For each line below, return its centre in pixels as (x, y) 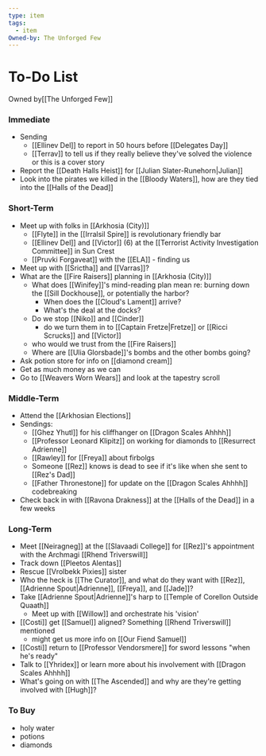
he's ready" (39, 656)
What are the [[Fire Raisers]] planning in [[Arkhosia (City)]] (116, 276)
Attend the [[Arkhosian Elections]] (75, 416)
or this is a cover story (68, 162)
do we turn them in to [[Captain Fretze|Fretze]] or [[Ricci (135, 327)
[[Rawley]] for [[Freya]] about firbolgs (93, 458)
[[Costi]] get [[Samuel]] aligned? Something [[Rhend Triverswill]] (125, 622)
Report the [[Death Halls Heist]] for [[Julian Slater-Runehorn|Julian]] (131, 171)
